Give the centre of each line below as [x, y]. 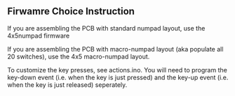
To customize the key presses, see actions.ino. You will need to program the [117, 70]
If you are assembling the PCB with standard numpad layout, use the [106, 28]
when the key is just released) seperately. [67, 85]
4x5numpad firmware [39, 35]
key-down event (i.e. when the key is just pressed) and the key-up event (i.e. [118, 77]
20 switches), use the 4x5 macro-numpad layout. [79, 56]
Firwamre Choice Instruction [71, 11]
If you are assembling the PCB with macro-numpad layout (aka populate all [115, 49]
